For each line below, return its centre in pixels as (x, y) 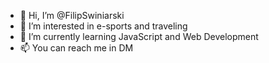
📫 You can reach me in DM (76, 48)
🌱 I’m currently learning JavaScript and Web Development (139, 36)
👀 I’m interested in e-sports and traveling (103, 26)
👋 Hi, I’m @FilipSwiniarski (72, 15)
